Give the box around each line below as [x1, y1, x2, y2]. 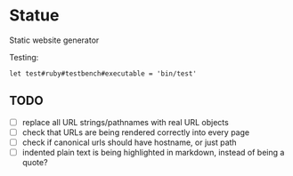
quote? [21, 157, 48, 167]
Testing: [9, 52, 39, 62]
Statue [9, 5, 60, 26]
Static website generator [9, 35, 100, 45]
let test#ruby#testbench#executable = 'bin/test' [9, 68, 198, 78]
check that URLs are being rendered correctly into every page [21, 126, 250, 138]
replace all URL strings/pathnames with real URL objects [21, 116, 229, 127]
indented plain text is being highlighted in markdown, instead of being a [21, 147, 285, 157]
